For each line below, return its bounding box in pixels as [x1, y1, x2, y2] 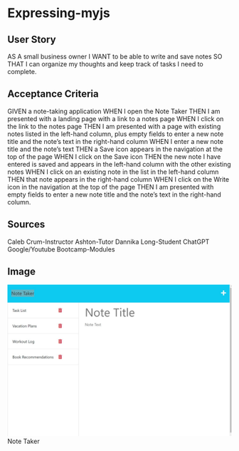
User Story [7, 33, 56, 46]
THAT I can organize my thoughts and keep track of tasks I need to [7, 60, 204, 68]
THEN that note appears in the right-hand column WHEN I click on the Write [7, 175, 230, 183]
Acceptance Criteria [7, 88, 99, 100]
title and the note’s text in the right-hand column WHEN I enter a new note [7, 137, 224, 145]
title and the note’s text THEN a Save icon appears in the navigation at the [7, 145, 223, 153]
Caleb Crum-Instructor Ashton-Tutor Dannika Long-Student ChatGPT [7, 237, 210, 246]
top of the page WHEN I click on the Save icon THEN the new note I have [7, 152, 221, 161]
